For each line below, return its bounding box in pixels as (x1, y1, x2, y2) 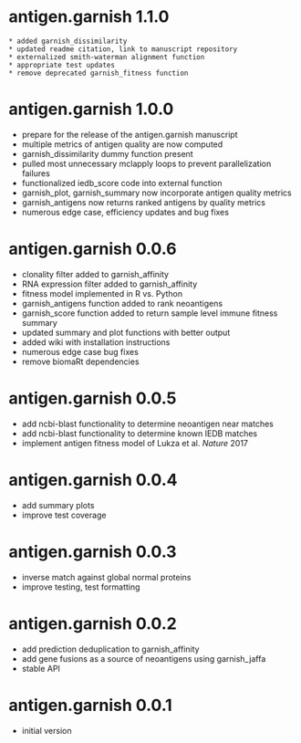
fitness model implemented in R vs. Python (21, 288, 183, 298)
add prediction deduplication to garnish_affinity (21, 644, 200, 654)
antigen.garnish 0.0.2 (8, 613, 177, 633)
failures (21, 167, 51, 179)
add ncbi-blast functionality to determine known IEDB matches (21, 427, 257, 439)
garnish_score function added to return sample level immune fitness (21, 308, 278, 319)
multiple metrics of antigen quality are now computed (21, 139, 223, 150)
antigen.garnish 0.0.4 (8, 469, 178, 490)
